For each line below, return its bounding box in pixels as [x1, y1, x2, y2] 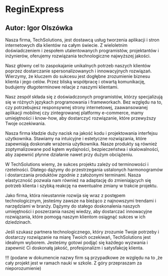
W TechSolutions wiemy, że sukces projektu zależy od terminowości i [5, 161, 149, 167]
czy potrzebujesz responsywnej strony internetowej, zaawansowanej [5, 105, 148, 110]
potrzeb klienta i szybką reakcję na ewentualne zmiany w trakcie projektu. [5, 182, 158, 189]
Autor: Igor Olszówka [5, 24, 73, 32]
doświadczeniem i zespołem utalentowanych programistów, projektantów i [5, 48, 159, 53]
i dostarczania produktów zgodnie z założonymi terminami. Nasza [5, 172, 141, 178]
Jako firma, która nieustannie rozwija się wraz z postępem [5, 193, 126, 198]
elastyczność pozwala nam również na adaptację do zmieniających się [5, 177, 151, 183]
